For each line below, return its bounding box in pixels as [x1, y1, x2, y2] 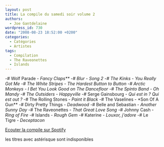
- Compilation [9, 53, 38, 58]
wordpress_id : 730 [5, 26, 43, 30]
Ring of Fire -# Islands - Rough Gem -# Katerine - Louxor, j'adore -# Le [5, 112, 148, 118]
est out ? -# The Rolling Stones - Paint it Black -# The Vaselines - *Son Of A [5, 96, 159, 102]
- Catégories [9, 39, 36, 44]
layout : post [5, 7, 32, 12]
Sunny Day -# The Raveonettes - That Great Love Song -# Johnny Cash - [5, 107, 154, 113]
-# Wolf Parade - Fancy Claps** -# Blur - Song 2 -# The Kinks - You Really [5, 76, 157, 82]
